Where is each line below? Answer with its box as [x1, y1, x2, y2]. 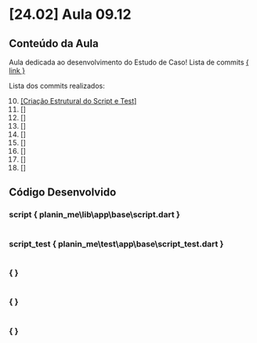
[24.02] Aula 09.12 [9, 5, 132, 24]
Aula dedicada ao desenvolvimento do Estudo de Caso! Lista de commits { [9, 57, 249, 67]
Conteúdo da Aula [9, 37, 99, 50]
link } [9, 66, 26, 75]
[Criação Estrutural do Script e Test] [20, 97, 137, 105]
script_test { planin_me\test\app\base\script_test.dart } [9, 238, 224, 249]
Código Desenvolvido [9, 186, 117, 199]
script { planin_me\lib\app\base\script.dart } [9, 210, 181, 221]
